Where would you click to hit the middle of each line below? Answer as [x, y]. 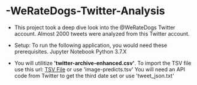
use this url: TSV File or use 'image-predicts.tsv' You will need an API [99, 69]
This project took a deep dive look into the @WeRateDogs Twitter [95, 27]
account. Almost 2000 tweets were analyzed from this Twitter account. [102, 33]
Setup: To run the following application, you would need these [91, 45]
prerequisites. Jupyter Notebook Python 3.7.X [70, 51]
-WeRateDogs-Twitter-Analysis [85, 11]
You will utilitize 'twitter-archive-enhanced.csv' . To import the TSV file [103, 63]
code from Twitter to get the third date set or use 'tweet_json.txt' [94, 75]
